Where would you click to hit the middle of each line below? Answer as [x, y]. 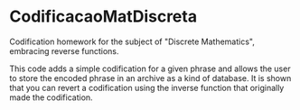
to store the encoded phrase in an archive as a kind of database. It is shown [150, 78]
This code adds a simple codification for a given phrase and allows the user [150, 69]
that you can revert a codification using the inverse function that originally [147, 87]
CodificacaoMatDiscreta [103, 17]
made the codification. [51, 97]
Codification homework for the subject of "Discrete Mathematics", [132, 41]
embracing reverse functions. [64, 50]
